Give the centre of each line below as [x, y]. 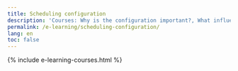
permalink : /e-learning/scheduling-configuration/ [84, 27]
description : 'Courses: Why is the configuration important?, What [109, 20]
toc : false [23, 40]
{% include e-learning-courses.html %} [65, 60]
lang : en [20, 33]
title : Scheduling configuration [57, 14]
